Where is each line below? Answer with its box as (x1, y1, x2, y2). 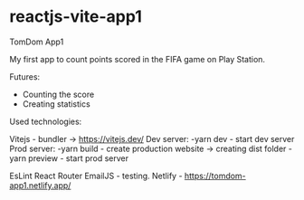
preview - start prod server (28, 152, 129, 164)
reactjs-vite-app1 (9, 6, 143, 27)
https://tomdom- (184, 170, 246, 181)
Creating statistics (22, 98, 90, 110)
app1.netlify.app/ (9, 179, 71, 191)
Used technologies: (9, 116, 82, 127)
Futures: (9, 71, 41, 82)
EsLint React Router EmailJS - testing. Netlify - (9, 170, 183, 181)
